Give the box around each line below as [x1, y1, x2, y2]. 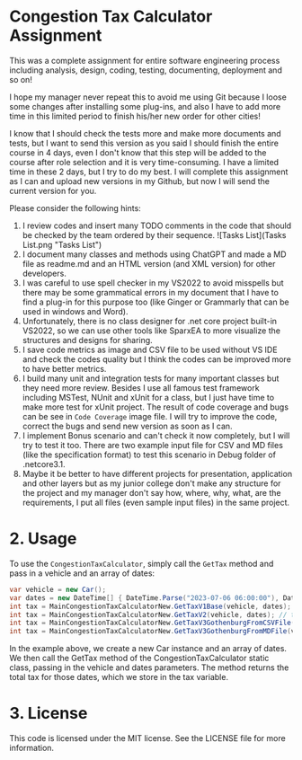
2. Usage [9, 528, 77, 549]
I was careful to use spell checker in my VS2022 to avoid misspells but [22, 277, 285, 288]
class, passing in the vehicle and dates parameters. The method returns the [9, 662, 289, 673]
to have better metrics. [22, 363, 107, 374]
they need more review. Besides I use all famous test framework [22, 382, 260, 393]
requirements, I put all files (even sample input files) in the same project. [22, 497, 290, 508]
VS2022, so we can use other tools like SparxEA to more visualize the [22, 325, 281, 336]
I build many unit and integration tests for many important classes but [22, 373, 280, 384]
